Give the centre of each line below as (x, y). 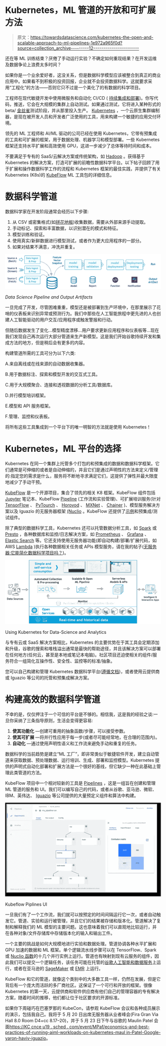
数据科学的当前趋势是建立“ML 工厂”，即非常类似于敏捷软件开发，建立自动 (80, 754)
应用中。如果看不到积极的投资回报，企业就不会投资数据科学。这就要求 (77, 81)
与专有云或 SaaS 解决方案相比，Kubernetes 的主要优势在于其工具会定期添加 (82, 642)
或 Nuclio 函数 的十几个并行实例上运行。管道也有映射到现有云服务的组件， (80, 956)
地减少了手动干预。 (25, 482)
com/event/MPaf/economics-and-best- (109, 1027)
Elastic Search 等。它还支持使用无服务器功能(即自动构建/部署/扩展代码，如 (81, 541)
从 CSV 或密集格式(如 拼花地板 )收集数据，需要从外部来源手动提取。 (80, 222)
